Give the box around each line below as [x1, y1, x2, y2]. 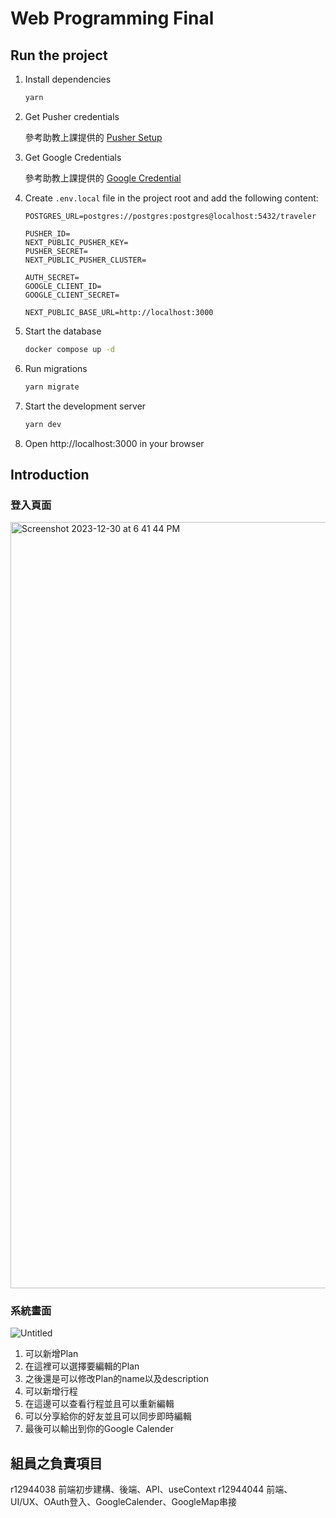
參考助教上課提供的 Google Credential [24, 172, 182, 184]
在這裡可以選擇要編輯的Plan [24, 1360, 140, 1372]
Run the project [10, 47, 108, 64]
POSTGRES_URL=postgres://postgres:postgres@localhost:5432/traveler [24, 211, 317, 221]
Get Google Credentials [24, 151, 122, 163]
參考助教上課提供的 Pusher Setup [24, 131, 163, 143]
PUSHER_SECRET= [24, 246, 89, 256]
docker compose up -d [24, 344, 115, 354]
